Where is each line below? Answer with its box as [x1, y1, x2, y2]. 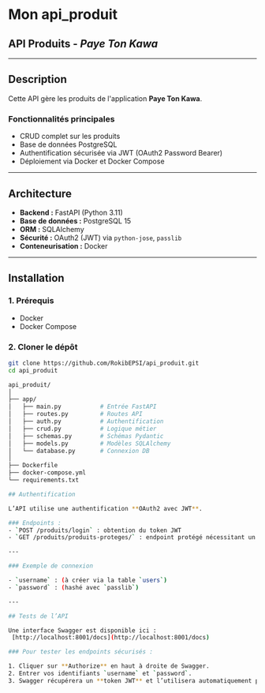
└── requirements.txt [8, 476, 80, 485]
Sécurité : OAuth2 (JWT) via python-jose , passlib [19, 233, 182, 242]
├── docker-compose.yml [8, 469, 87, 477]
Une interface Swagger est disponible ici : [8, 626, 157, 635]
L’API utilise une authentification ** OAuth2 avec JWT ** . [8, 504, 203, 512]
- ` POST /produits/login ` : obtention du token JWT [8, 526, 181, 534]
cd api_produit [8, 366, 58, 374]
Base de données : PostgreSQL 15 [19, 215, 132, 226]
